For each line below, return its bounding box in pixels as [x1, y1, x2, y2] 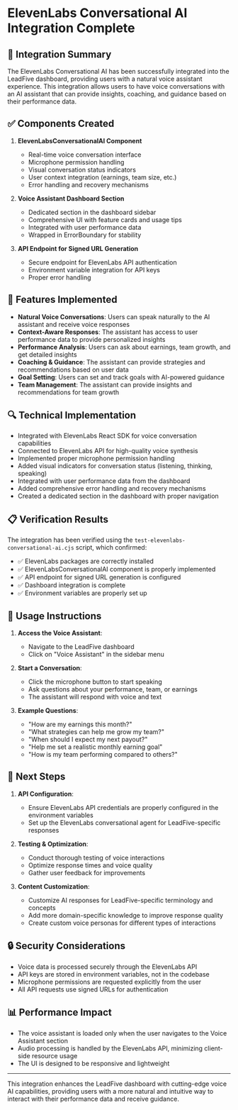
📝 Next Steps [7, 771, 66, 783]
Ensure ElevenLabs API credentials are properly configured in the [28, 803, 219, 811]
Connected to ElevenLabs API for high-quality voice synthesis [17, 447, 198, 455]
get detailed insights [17, 350, 77, 359]
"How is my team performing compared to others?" [28, 750, 178, 759]
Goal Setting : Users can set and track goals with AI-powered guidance [17, 372, 225, 381]
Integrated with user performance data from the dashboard [17, 477, 191, 485]
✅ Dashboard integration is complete [17, 581, 126, 589]
